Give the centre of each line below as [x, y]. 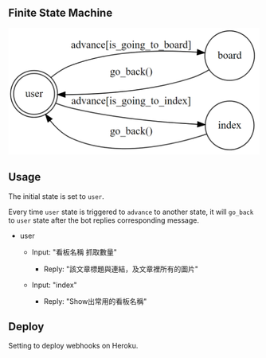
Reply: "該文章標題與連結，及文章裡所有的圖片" [121, 269]
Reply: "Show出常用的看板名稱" [95, 301]
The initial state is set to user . [57, 196]
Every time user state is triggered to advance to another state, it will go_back [131, 212]
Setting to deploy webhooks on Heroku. [73, 346]
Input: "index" [54, 285]
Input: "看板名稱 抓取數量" [74, 252]
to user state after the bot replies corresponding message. [104, 220]
